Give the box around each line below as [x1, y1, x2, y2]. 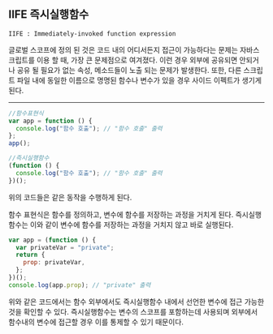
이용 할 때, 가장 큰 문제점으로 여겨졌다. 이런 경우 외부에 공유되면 [36, 55, 238, 65]
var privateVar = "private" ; [15, 243, 115, 251]
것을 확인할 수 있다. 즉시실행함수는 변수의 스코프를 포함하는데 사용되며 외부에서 [8, 306, 258, 316]
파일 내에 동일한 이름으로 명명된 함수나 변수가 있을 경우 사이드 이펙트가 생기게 [16, 75, 262, 85]
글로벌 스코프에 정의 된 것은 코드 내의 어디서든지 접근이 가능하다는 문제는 [8, 45, 238, 54]
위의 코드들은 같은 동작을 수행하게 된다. [8, 192, 132, 202]
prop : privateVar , [23, 259, 85, 267]
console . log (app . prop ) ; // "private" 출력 [8, 280, 151, 289]
